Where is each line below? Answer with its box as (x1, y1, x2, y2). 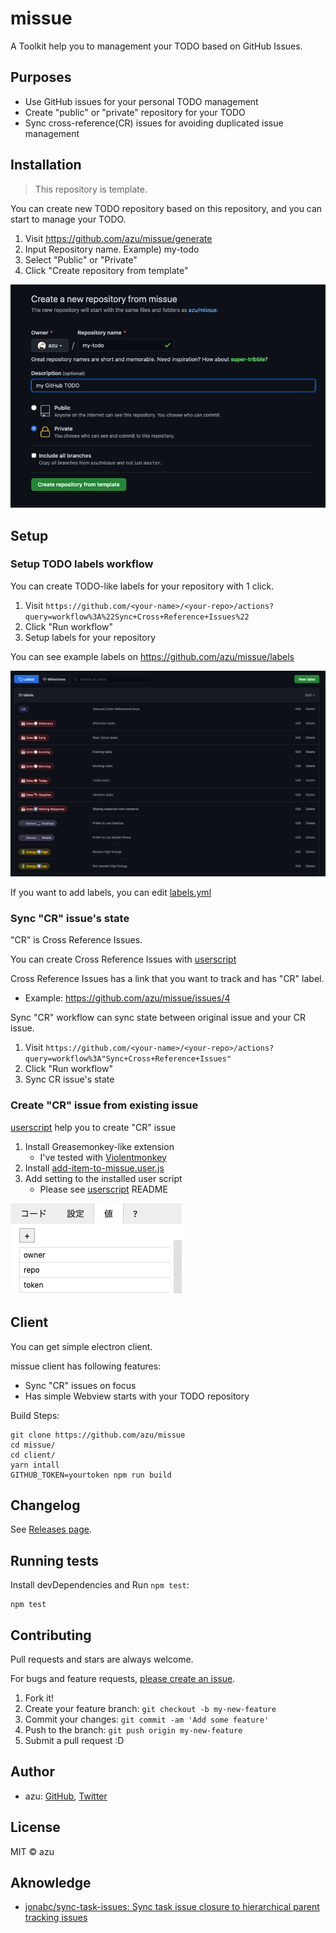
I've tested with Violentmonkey (39, 1151, 167, 1163)
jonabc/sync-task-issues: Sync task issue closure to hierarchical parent (24, 1901, 320, 1913)
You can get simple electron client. (10, 1340, 153, 1352)
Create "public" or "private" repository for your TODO (24, 106, 246, 118)
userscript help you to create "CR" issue (10, 1121, 177, 1133)
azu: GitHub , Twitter (24, 1790, 108, 1802)
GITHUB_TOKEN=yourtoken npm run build (10, 1470, 172, 1480)
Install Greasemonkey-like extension (24, 1140, 175, 1152)
